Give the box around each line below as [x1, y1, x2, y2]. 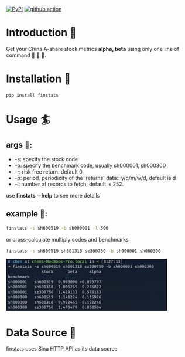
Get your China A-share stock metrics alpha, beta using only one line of [6, 45, 180, 52]
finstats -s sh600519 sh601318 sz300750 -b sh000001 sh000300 [6, 248, 161, 254]
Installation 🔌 [6, 72, 71, 86]
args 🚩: [6, 140, 33, 150]
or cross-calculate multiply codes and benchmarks [6, 236, 129, 243]
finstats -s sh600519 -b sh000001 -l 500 [6, 225, 109, 231]
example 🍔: [6, 209, 48, 219]
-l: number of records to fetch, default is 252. [14, 181, 124, 188]
